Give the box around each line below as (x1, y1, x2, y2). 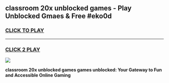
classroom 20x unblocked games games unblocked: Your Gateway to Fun (5, 66, 162, 72)
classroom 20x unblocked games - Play (5, 4, 132, 13)
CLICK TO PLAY (5, 27, 44, 34)
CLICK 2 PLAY (5, 46, 40, 53)
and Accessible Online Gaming (5, 72, 71, 78)
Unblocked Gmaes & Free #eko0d (5, 12, 112, 21)
